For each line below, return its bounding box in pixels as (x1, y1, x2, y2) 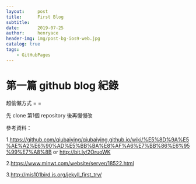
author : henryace (6, 30, 59, 36)
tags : (6, 47, 19, 53)
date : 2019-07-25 (6, 25, 64, 31)
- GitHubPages (16, 52, 51, 58)
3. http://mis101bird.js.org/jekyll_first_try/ (6, 171, 102, 178)
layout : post (6, 8, 48, 15)
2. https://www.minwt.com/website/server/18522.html (6, 159, 134, 166)
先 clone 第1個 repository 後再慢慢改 (6, 112, 93, 119)
